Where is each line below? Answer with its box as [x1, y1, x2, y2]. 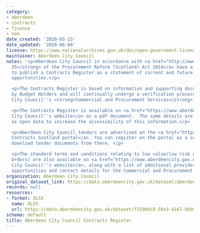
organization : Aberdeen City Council [6, 173, 100, 179]
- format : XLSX [6, 196, 44, 201]
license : [6, 48, 28, 53]
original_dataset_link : [6, 179, 65, 185]
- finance [6, 25, 31, 32]
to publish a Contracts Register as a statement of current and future [11, 70, 193, 75]
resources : [6, 190, 33, 196]
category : [6, 8, 31, 15]
